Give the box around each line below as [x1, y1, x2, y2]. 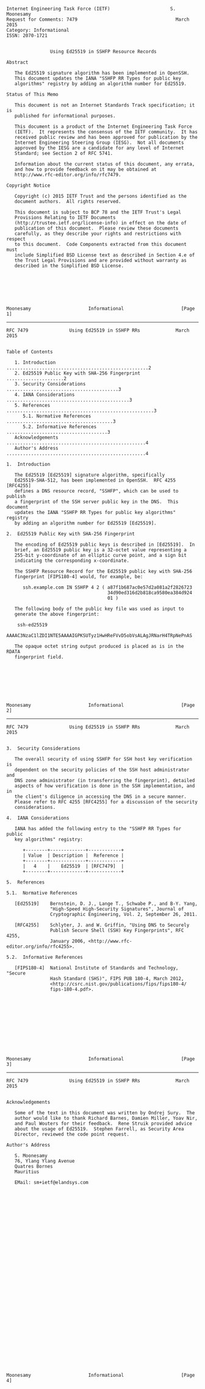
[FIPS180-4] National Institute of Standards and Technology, [14, 965, 179, 971]
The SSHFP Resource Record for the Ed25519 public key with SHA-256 [14, 568, 192, 575]
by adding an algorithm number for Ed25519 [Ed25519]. [14, 520, 157, 526]
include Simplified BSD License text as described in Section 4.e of [14, 252, 195, 258]
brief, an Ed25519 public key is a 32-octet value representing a [14, 547, 187, 553]
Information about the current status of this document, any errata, [14, 161, 195, 167]
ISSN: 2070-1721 [6, 32, 48, 39]
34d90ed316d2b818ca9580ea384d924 [107, 590, 192, 596]
